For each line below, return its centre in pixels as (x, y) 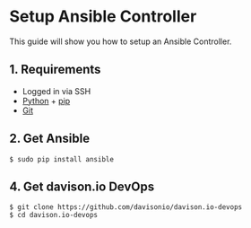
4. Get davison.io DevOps (82, 186)
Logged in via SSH (56, 91)
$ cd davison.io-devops (54, 215)
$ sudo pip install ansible (62, 159)
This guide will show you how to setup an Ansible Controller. (121, 41)
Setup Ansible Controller (103, 17)
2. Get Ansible (50, 139)
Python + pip (46, 101)
